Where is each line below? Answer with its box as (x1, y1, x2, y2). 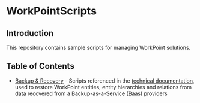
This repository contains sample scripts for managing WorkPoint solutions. (6, 44, 191, 51)
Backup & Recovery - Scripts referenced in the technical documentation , (14, 77, 195, 84)
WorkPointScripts (6, 4, 97, 18)
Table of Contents (6, 61, 75, 71)
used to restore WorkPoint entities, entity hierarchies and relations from (14, 83, 192, 90)
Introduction (6, 28, 54, 38)
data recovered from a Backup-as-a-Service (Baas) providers (14, 90, 168, 97)
